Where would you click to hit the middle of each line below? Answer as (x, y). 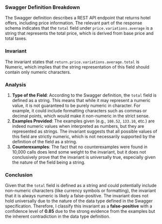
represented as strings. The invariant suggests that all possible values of (85, 131)
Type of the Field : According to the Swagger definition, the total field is (84, 95)
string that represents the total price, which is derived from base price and (79, 34)
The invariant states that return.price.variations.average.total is (72, 62)
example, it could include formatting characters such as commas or (79, 110)
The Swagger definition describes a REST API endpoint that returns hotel (78, 18)
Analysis (16, 85)
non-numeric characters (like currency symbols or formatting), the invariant (81, 190)
